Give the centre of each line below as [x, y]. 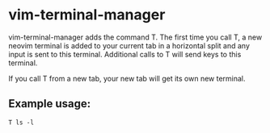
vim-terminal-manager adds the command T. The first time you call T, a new [135, 37]
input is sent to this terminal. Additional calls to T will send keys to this [125, 54]
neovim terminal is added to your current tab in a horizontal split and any [129, 45]
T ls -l [21, 123]
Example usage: [50, 104]
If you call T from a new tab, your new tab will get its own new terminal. [127, 78]
